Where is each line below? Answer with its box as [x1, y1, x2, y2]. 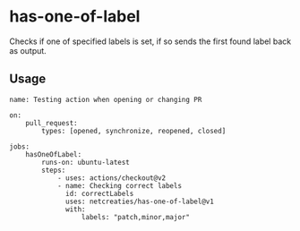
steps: [41, 166, 66, 175]
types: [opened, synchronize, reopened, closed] [41, 126, 227, 135]
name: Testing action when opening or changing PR [9, 95, 202, 104]
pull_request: [25, 118, 78, 127]
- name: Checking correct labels [56, 181, 182, 190]
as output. [9, 45, 47, 56]
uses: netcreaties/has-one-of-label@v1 [65, 197, 215, 206]
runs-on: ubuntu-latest [41, 158, 130, 167]
